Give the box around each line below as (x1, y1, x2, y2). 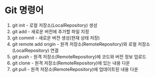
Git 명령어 (5, 5, 44, 16)
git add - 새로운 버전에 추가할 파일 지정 (12, 28, 89, 34)
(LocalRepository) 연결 (12, 47, 59, 53)
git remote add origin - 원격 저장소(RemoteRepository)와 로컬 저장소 (12, 41, 150, 47)
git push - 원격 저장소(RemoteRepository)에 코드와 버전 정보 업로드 (12, 53, 147, 59)
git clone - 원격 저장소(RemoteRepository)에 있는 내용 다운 (12, 60, 130, 66)
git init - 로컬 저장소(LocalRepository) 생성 (12, 22, 98, 28)
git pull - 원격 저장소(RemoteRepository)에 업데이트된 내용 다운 (12, 66, 138, 72)
